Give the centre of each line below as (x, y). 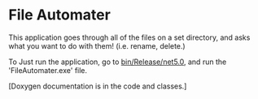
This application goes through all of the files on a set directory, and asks (129, 37)
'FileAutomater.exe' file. (48, 70)
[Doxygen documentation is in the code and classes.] (98, 86)
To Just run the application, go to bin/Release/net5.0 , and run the (118, 62)
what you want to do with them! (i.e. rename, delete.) (97, 45)
